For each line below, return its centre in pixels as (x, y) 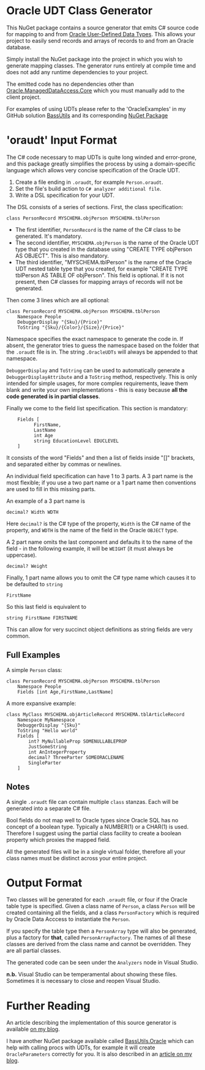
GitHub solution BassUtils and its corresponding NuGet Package (87, 115)
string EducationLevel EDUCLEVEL (76, 441)
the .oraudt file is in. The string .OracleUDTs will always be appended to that (102, 352)
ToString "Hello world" (48, 730)
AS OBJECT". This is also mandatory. (62, 256)
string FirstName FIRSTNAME (42, 618)
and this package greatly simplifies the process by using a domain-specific (101, 164)
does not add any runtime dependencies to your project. (77, 72)
